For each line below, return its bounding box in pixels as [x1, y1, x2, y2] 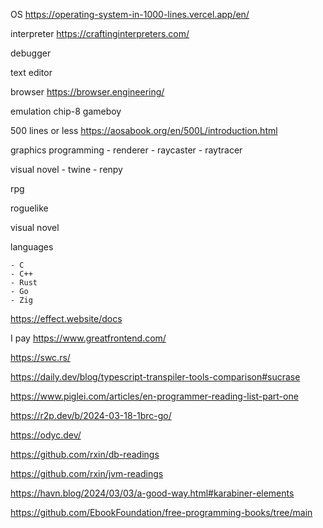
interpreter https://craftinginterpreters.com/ [10, 28, 190, 39]
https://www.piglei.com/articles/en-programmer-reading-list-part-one [10, 390, 299, 402]
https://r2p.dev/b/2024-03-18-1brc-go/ [10, 410, 172, 421]
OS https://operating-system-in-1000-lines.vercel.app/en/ [10, 9, 250, 20]
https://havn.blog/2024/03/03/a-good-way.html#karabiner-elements [10, 487, 295, 499]
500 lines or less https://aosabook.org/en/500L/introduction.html [10, 125, 278, 136]
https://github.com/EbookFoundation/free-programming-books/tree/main [10, 507, 313, 518]
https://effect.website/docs [10, 313, 123, 324]
